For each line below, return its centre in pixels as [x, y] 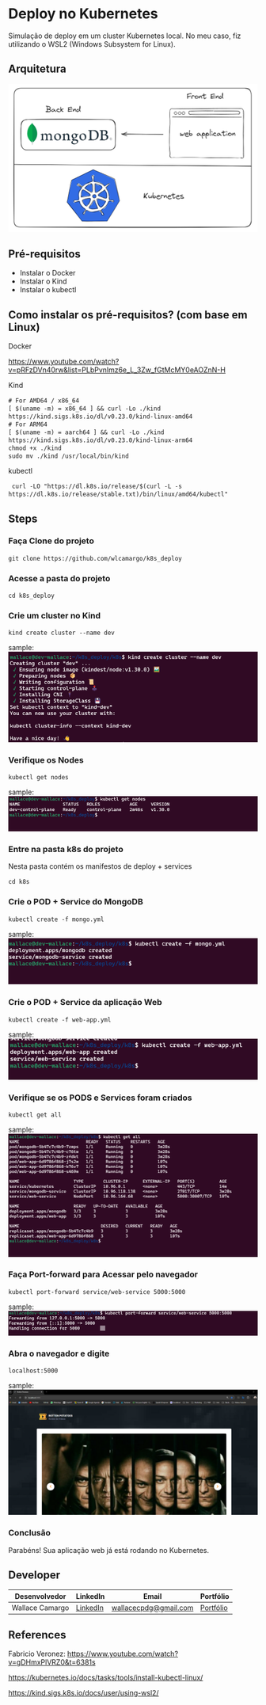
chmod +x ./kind [35, 448]
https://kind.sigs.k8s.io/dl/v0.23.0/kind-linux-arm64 [101, 440]
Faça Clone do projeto [51, 541]
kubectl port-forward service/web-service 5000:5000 [97, 1292]
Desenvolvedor [40, 1596]
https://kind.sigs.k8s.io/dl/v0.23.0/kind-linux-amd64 [101, 417]
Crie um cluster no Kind [55, 616]
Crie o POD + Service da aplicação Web [85, 1003]
